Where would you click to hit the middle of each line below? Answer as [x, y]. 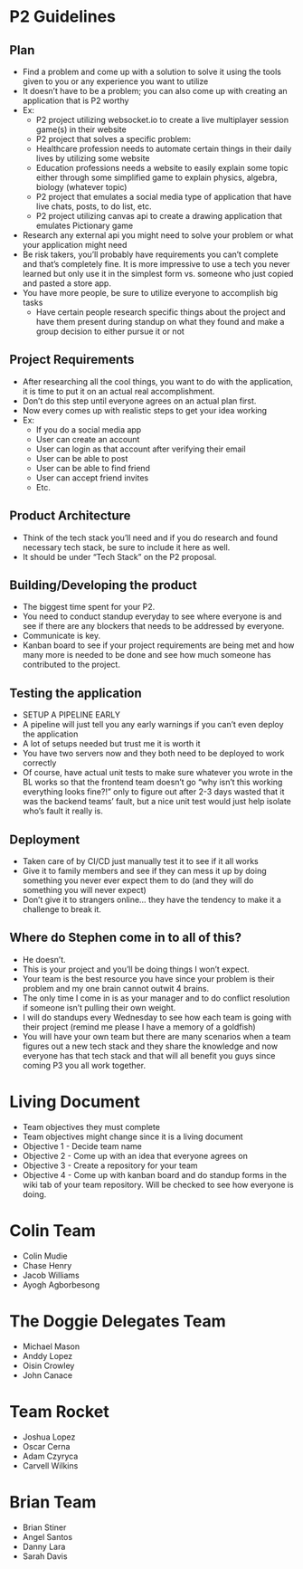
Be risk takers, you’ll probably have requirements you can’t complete [150, 254]
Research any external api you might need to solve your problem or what [158, 235]
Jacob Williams [51, 1275]
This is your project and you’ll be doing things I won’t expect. [136, 969]
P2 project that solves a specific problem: [114, 139]
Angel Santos [47, 1536]
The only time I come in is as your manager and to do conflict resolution [156, 998]
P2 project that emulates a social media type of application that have [164, 197]
